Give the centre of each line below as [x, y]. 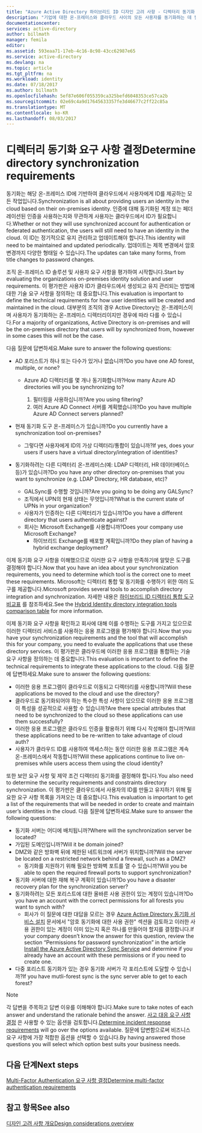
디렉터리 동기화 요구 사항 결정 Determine [101, 150]
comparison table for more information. [55, 611]
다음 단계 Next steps [43, 1065]
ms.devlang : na [25, 62]
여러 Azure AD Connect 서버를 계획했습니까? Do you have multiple [112, 407]
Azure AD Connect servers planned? [78, 414]
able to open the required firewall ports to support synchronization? [107, 873]
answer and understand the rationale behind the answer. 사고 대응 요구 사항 [99, 1015]
